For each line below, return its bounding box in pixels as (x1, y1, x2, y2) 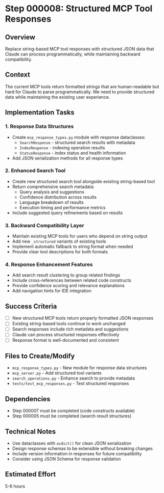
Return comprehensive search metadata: (12, 184, 94, 190)
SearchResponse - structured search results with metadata (19, 139, 136, 145)
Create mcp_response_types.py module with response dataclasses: (12, 134, 146, 140)
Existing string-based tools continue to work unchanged (12, 321, 126, 327)
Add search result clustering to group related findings (12, 272, 120, 278)
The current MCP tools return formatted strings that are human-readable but (5, 83, 159, 89)
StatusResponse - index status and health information (19, 150, 126, 156)
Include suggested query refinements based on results (12, 210, 123, 216)
